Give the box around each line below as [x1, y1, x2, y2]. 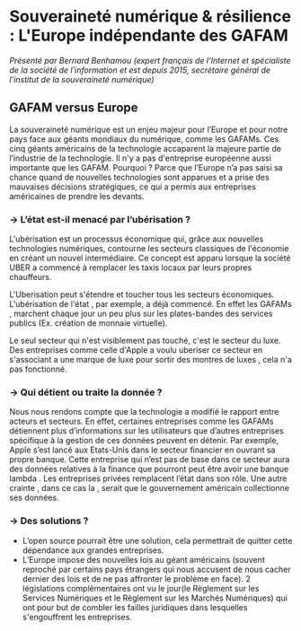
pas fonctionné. [9, 364, 67, 374]
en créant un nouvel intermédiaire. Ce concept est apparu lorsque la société [9, 253, 291, 264]
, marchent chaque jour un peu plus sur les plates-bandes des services [9, 308, 273, 320]
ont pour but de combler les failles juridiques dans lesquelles [22, 601, 248, 612]
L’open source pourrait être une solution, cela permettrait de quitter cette [22, 535, 293, 546]
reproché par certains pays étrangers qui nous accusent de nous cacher [22, 564, 291, 574]
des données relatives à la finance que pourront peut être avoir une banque [9, 464, 289, 475]
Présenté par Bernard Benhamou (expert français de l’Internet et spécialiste [9, 55, 291, 66]
